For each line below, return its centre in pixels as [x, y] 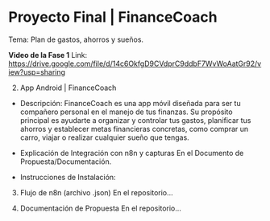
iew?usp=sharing [37, 72]
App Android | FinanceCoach [68, 88]
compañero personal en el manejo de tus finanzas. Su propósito [126, 112]
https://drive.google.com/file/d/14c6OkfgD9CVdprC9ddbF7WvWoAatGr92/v [135, 63]
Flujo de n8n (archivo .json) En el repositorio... [96, 192]
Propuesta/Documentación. [66, 162]
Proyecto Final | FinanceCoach [113, 17]
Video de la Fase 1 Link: [48, 55]
